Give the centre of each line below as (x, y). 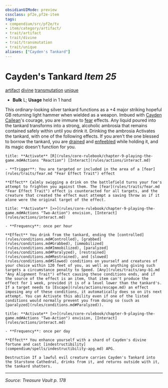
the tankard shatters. (29, 366)
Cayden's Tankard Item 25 (61, 76)
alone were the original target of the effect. (56, 200)
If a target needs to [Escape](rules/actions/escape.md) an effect (77, 288)
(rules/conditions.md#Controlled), (42, 239)
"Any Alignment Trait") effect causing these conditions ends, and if (80, 274)
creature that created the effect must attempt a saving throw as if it (82, 196)
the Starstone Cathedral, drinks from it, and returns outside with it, (82, 362)
